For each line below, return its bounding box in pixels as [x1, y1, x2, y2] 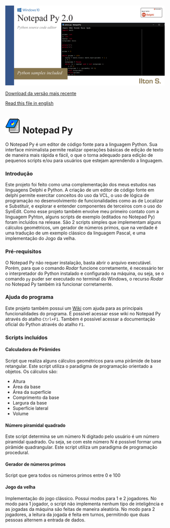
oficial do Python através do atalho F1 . [5, 321, 85, 327]
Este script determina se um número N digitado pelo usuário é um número [5, 433, 159, 439]
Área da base [12, 383, 41, 390]
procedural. [5, 450, 29, 456]
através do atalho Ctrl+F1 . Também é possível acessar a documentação [5, 316, 155, 322]
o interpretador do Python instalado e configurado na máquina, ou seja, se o [5, 270, 164, 276]
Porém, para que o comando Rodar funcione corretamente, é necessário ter [5, 265, 163, 271]
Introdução [5, 170, 33, 177]
